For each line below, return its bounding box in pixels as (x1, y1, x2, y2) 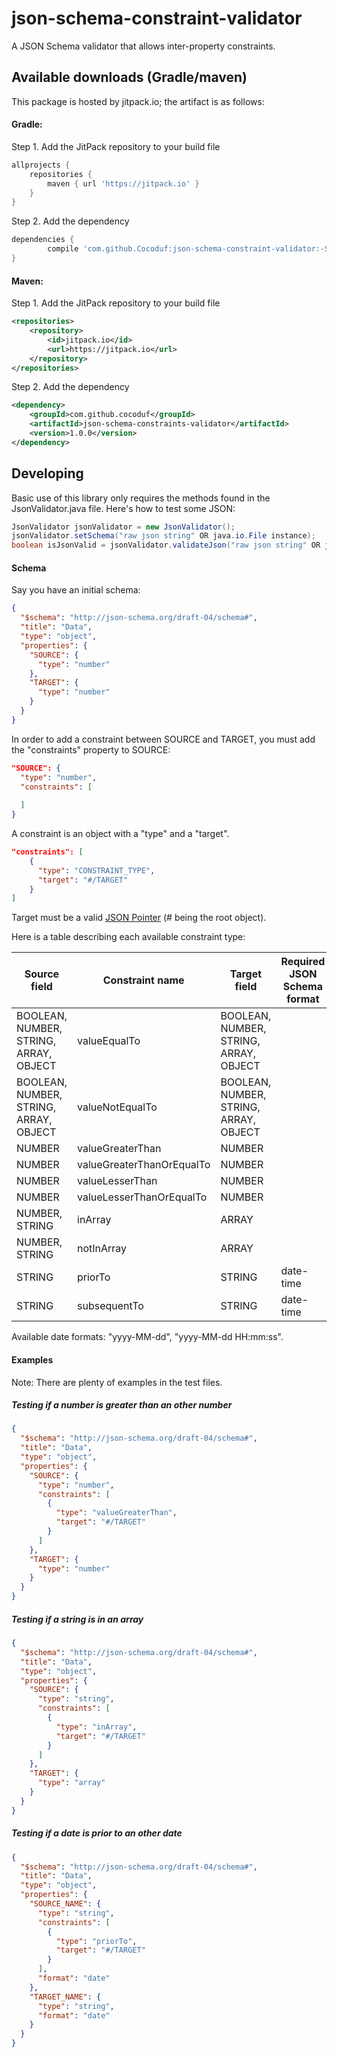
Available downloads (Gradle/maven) (11, 69, 248, 86)
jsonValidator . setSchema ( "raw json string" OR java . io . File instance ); (11, 531, 316, 541)
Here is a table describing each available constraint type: (11, 931, 246, 943)
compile (47, 244, 79, 254)
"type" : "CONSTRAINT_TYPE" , (37, 865, 156, 876)
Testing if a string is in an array (11, 1613, 144, 1625)
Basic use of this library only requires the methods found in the (11, 492, 271, 504)
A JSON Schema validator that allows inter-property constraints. (11, 40, 276, 52)
